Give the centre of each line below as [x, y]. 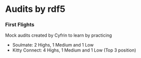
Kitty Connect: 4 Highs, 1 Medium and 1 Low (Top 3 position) [74, 50]
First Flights [20, 25]
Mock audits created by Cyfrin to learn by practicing [59, 35]
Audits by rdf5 [35, 9]
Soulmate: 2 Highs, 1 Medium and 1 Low [53, 45]
